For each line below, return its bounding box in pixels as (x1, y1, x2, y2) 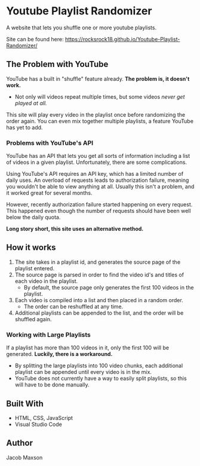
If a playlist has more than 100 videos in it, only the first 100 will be (6, 344, 169, 351)
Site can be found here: (6, 35, 64, 42)
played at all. (14, 99, 47, 106)
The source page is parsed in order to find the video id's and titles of (14, 271, 184, 278)
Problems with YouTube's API (6, 139, 94, 147)
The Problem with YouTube (6, 59, 109, 69)
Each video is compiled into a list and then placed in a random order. (14, 296, 183, 303)
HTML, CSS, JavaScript (14, 414, 73, 421)
